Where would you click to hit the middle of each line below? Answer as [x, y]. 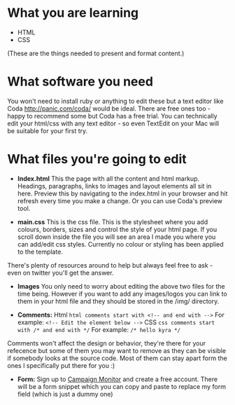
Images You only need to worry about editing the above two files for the [121, 286]
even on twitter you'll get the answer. [60, 273]
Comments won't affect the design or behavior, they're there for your [107, 343]
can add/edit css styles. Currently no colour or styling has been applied [120, 244]
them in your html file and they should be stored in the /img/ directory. [118, 301]
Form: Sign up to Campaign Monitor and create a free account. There [117, 379]
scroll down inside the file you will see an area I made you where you [116, 237]
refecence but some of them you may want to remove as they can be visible [116, 350]
